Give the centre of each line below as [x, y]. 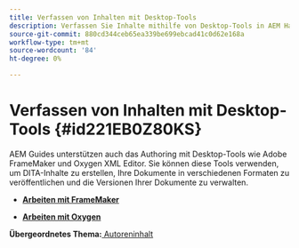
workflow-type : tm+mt [49, 42]
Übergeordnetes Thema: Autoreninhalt [81, 234]
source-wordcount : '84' [53, 51]
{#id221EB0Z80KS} [128, 129]
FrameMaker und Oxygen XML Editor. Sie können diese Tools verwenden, [144, 163]
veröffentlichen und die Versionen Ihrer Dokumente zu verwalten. [129, 182]
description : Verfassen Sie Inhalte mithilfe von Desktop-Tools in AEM [145, 26]
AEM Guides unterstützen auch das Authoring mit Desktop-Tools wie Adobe [148, 154]
